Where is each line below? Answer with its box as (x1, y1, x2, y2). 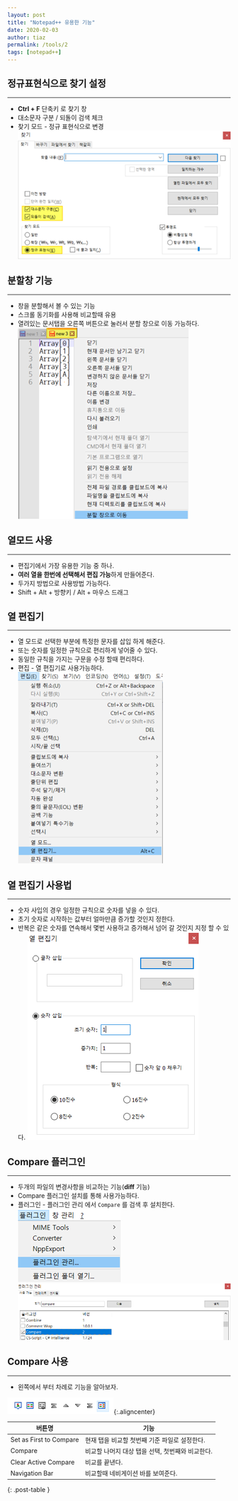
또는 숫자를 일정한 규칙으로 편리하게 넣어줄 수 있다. (17, 646, 158, 655)
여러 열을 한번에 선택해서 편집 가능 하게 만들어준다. (17, 570, 154, 579)
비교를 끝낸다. (84, 1458, 123, 1466)
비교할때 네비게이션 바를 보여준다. (84, 1469, 178, 1478)
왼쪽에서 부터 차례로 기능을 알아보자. (17, 1382, 118, 1391)
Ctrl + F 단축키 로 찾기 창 (17, 104, 87, 113)
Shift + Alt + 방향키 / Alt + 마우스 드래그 (17, 588, 129, 596)
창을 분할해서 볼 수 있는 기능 (17, 301, 96, 310)
